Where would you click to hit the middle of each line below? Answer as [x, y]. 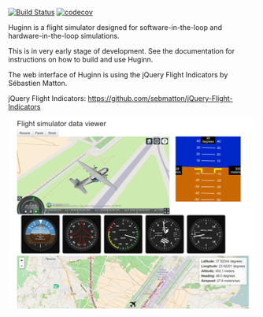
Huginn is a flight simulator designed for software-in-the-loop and [115, 27]
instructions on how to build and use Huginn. [81, 60]
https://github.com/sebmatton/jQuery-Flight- [161, 98]
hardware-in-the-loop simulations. [64, 36]
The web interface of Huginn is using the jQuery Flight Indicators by [118, 75]
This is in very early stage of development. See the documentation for [121, 51]
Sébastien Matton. [38, 83]
